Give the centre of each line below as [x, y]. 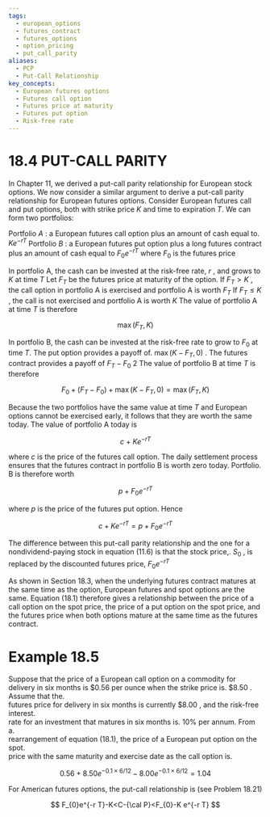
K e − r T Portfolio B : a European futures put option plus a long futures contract [135, 242]
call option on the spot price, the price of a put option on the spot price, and [134, 607]
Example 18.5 [54, 657]
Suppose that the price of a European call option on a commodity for [122, 679]
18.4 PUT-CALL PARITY [88, 161]
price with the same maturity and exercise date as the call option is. [120, 756]
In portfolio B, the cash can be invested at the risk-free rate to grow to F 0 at [133, 343]
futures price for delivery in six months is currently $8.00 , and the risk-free [134, 705]
